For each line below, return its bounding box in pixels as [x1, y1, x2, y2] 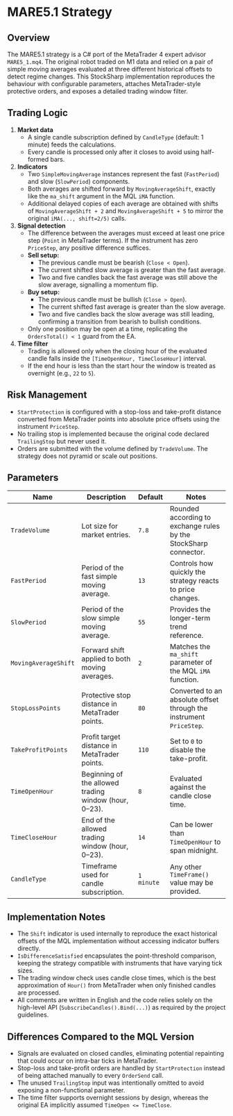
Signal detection [17, 221, 66, 230]
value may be [169, 878, 214, 888]
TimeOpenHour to [169, 837, 221, 847]
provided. [169, 886, 201, 896]
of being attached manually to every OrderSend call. [17, 1072, 164, 1080]
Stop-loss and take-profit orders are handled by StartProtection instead [17, 1064, 225, 1072]
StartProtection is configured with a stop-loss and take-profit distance [17, 407, 222, 416]
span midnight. [169, 846, 218, 856]
